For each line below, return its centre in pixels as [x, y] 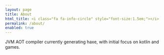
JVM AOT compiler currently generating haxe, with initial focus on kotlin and [82, 42]
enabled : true [20, 28]
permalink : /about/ [25, 23]
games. [13, 47]
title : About [18, 14]
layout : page [18, 10]
